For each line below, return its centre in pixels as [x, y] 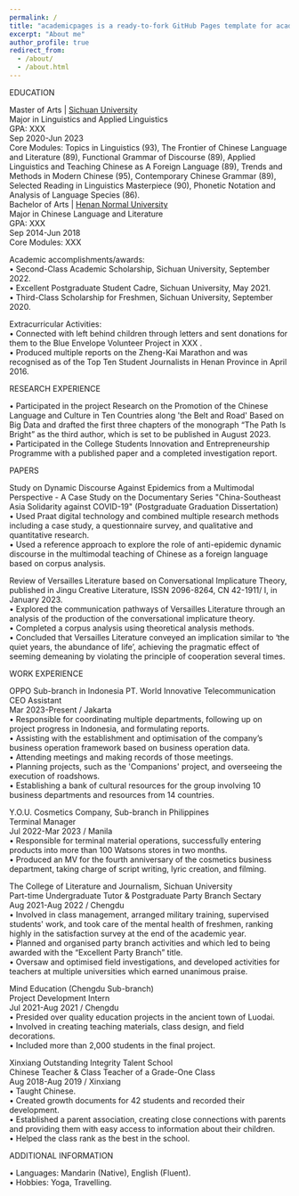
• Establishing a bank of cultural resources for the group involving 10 [135, 785]
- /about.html [43, 68]
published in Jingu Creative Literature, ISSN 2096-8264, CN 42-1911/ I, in [143, 590]
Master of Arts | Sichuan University [73, 110]
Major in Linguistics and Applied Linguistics [89, 119]
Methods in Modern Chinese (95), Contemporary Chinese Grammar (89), [143, 175]
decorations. [32, 1036]
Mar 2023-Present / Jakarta [61, 710]
